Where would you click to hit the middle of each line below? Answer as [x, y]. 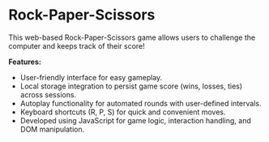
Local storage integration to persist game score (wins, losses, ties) [131, 86]
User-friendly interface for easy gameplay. [91, 77]
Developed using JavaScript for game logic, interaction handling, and [135, 120]
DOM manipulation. [52, 129]
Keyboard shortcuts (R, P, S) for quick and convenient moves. [123, 112]
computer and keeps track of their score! [77, 45]
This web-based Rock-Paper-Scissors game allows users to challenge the [132, 37]
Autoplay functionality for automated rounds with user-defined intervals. [141, 103]
